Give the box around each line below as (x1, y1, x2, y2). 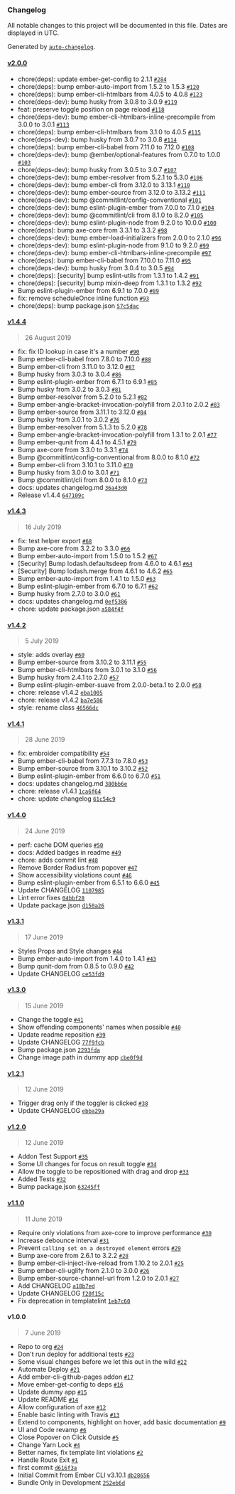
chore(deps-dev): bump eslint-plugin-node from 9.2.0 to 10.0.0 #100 (17, 218, 217, 227)
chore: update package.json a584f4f (17, 604, 124, 613)
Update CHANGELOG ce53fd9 (17, 969, 105, 978)
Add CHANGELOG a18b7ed (17, 1281, 95, 1290)
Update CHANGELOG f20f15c (17, 1288, 105, 1297)
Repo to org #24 (17, 1342, 64, 1350)
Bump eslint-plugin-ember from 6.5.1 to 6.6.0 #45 (17, 878, 160, 887)
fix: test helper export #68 (17, 536, 92, 545)
